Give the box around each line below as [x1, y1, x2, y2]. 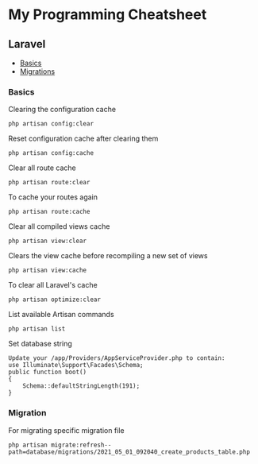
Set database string [8, 339, 73, 349]
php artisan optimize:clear [8, 296, 102, 304]
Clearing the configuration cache [8, 105, 117, 114]
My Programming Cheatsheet [8, 6, 207, 24]
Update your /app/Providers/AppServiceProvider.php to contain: [8, 354, 225, 362]
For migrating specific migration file [8, 425, 125, 435]
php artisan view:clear [8, 237, 87, 246]
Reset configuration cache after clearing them [8, 133, 159, 144]
